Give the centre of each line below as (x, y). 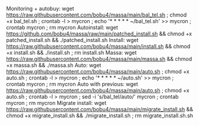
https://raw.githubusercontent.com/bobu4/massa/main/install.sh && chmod (98, 46)
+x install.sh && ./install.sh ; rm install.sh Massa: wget (72, 52)
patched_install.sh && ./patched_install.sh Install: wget (72, 40)
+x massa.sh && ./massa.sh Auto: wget (54, 65)
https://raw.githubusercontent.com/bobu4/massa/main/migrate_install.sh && (99, 109)
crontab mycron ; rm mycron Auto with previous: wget (72, 84)
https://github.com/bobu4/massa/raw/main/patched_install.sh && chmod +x (99, 34)
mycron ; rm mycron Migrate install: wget (56, 103)
